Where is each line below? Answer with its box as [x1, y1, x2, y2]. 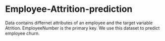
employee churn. [5, 30, 40, 36]
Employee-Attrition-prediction [5, 3, 133, 15]
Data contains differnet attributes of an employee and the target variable [5, 20, 153, 26]
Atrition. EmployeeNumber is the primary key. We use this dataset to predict [5, 25, 160, 31]
